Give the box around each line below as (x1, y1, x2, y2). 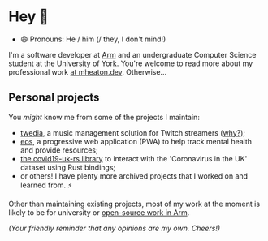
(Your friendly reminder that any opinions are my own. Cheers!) (8, 223, 221, 233)
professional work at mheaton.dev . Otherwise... (8, 67, 167, 76)
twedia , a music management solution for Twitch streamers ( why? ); (19, 127, 246, 137)
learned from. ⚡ (19, 180, 73, 190)
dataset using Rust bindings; (19, 162, 116, 172)
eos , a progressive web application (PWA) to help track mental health (19, 136, 253, 146)
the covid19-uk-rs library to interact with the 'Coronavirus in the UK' (19, 153, 248, 163)
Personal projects (8, 91, 100, 105)
